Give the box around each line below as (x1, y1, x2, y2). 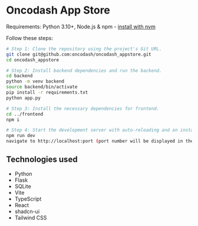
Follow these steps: (6, 34, 53, 41)
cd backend (6, 73, 33, 79)
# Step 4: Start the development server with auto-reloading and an (6, 127, 178, 133)
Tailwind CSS (14, 214, 47, 221)
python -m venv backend (6, 78, 65, 84)
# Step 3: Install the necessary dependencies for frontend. (6, 106, 160, 112)
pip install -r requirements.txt (6, 90, 88, 96)
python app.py (6, 95, 41, 101)
